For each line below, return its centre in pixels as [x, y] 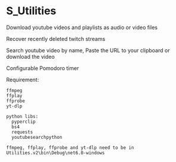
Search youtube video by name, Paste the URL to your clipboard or [88, 50]
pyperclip [23, 122]
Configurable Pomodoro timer [43, 68]
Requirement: [23, 80]
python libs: [22, 116]
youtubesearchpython [37, 137]
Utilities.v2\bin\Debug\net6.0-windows [56, 153]
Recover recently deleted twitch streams [56, 39]
